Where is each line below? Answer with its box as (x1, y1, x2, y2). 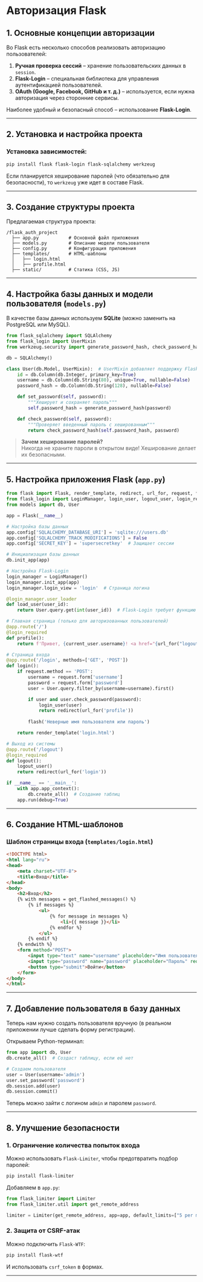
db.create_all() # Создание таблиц (28, 791, 120, 797)
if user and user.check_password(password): (28, 696, 142, 702)
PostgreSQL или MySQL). (6, 321, 71, 328)
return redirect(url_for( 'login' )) (17, 769, 107, 775)
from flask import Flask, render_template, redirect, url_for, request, (6, 491, 193, 497)
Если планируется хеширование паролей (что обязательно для (6, 172, 170, 180)
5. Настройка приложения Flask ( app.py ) (6, 474, 166, 485)
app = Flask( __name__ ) (6, 512, 63, 519)
